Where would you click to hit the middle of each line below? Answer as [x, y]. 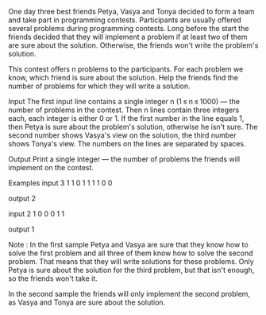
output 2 [22, 198]
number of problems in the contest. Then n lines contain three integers [124, 110]
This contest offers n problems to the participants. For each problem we [126, 69]
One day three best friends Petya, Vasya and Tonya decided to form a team [131, 12]
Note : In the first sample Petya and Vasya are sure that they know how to [128, 245]
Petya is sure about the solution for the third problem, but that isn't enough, [131, 270]
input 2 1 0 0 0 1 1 [37, 214]
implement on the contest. [51, 167]
